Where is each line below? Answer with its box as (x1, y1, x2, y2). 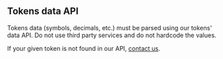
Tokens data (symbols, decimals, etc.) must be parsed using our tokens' (7, 23, 213, 32)
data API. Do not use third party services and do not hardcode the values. (7, 31, 217, 39)
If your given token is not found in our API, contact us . (7, 44, 161, 52)
